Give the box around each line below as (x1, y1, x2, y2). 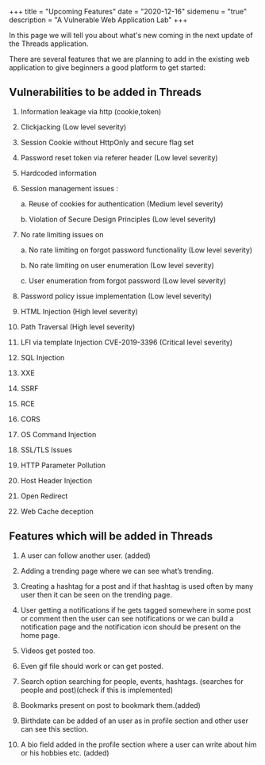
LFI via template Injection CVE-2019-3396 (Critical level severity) (20, 337, 233, 347)
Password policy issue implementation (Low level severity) (20, 291, 213, 301)
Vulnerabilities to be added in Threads (9, 86, 202, 99)
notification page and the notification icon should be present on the (20, 622, 241, 632)
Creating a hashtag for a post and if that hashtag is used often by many (20, 581, 254, 590)
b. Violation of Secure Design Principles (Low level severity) (20, 214, 217, 224)
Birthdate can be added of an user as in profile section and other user (20, 716, 249, 725)
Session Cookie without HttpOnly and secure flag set (20, 137, 194, 147)
